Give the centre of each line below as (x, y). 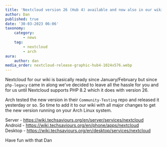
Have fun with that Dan (29, 141)
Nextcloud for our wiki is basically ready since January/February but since (81, 80)
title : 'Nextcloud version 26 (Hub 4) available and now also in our (79, 10)
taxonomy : (15, 28)
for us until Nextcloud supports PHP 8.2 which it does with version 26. (77, 90)
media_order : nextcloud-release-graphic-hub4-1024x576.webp (69, 65)
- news (30, 38)
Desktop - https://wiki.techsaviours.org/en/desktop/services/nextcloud (78, 131)
